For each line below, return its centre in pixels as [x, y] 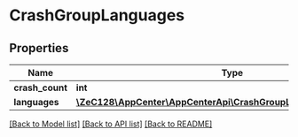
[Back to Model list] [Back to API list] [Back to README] [111, 124]
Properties [39, 48]
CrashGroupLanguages [97, 15]
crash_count [41, 88]
